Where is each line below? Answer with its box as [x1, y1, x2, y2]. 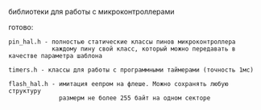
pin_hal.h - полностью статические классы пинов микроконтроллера [8, 38, 236, 46]
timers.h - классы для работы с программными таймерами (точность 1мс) [8, 66, 254, 74]
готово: [8, 22, 34, 31]
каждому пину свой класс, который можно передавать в [51, 45, 236, 53]
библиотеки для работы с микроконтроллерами [8, 7, 175, 16]
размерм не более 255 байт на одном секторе [59, 94, 211, 102]
